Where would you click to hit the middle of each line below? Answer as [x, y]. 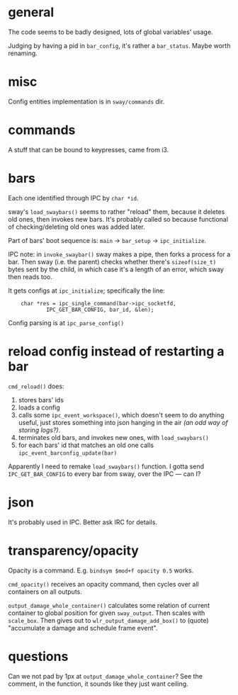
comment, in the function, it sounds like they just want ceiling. [98, 684]
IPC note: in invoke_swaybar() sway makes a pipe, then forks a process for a [119, 254]
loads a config [39, 407]
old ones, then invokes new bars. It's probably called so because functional [118, 219]
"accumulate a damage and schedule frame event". [83, 628]
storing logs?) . [39, 430]
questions [38, 656]
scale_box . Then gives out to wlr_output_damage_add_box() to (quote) [108, 620]
